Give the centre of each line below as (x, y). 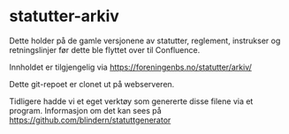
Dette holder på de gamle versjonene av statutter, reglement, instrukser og (145, 41)
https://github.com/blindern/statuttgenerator (90, 120)
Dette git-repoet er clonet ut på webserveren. (92, 84)
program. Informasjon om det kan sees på (85, 110)
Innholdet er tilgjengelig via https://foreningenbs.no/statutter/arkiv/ (130, 67)
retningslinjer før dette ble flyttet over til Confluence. (105, 49)
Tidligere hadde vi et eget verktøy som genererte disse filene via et (131, 101)
